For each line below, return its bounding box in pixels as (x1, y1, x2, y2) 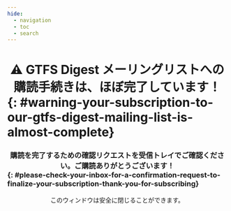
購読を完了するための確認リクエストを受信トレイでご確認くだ (10, 151, 218, 161)
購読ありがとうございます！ (81, 161, 174, 171)
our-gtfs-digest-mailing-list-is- (7, 110, 193, 126)
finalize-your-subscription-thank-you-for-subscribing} (7, 179, 200, 189)
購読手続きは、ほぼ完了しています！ (13, 80, 221, 95)
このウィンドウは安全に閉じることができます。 (50, 196, 185, 204)
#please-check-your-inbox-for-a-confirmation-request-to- (15, 170, 221, 180)
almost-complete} (7, 124, 115, 140)
